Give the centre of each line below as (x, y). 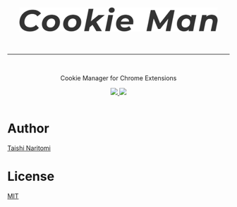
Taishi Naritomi (29, 148)
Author (28, 128)
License (31, 176)
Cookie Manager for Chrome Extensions (119, 78)
